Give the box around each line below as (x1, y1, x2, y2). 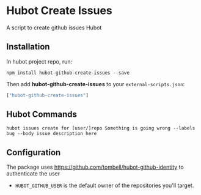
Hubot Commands (6, 109, 78, 120)
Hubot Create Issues (6, 4, 113, 18)
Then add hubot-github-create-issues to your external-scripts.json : (6, 80, 185, 87)
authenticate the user (6, 170, 60, 177)
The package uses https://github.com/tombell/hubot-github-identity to (6, 163, 185, 171)
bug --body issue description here (6, 131, 97, 137)
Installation (6, 42, 50, 52)
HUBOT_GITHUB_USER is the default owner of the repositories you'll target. (15, 182, 194, 189)
